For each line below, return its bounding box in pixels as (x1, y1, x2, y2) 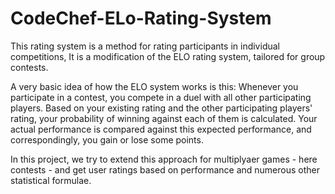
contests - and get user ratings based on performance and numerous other (10, 163, 320, 176)
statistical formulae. (10, 174, 92, 186)
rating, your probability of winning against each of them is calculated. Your (10, 112, 318, 124)
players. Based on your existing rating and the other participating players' (10, 102, 313, 114)
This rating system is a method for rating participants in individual (10, 40, 280, 52)
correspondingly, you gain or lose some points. (10, 133, 204, 146)
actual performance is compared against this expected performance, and (10, 123, 312, 135)
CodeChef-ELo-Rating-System (10, 7, 272, 30)
